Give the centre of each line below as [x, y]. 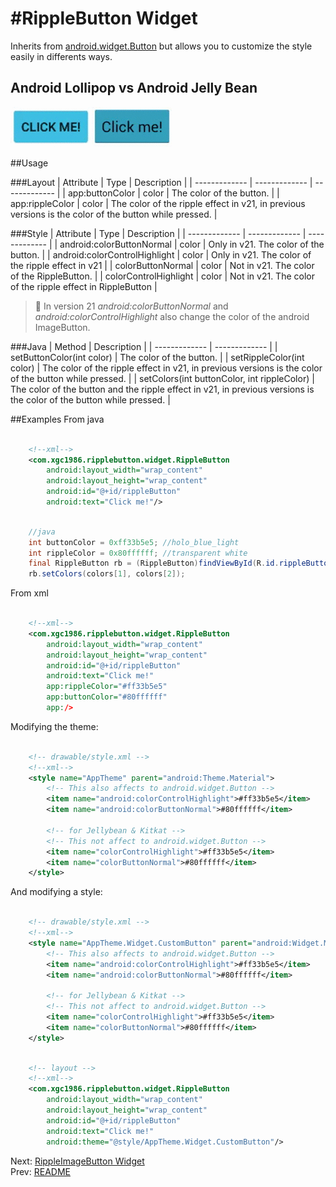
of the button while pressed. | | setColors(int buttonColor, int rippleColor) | [162, 378]
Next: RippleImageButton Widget [77, 1161]
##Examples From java [57, 419]
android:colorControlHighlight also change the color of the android [172, 316]
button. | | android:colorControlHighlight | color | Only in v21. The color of [161, 254]
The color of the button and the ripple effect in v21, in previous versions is [162, 389]
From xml [29, 593]
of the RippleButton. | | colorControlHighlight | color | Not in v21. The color [162, 276]
